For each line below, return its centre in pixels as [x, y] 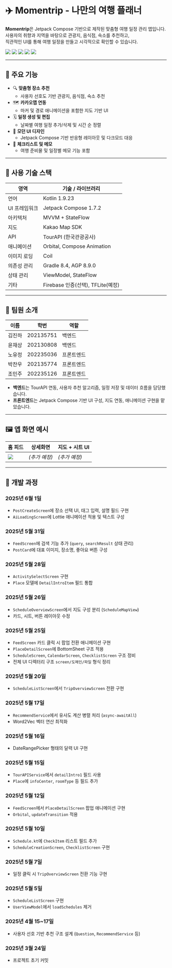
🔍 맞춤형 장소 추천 [31, 88]
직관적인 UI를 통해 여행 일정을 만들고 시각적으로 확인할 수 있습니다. [72, 41]
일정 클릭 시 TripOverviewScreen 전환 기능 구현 [60, 874]
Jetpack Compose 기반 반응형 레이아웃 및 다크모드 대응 [77, 137]
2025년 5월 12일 [25, 795]
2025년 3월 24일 [26, 948]
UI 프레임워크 [23, 208]
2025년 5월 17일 [25, 703]
